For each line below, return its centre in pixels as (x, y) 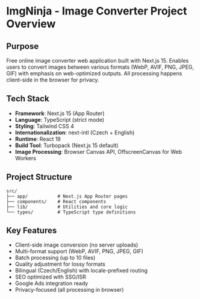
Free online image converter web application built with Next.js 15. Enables (98, 61)
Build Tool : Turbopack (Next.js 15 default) (67, 145)
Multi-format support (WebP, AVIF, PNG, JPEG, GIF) (79, 251)
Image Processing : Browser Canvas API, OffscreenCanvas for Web (98, 151)
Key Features (32, 231)
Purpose (23, 46)
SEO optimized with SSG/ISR (50, 277)
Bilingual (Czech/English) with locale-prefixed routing (81, 271)
